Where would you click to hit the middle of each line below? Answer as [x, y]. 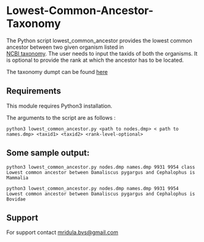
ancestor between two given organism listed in [65, 47]
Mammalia [17, 178]
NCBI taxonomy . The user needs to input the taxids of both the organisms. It [102, 53]
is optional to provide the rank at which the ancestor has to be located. [95, 60]
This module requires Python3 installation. [59, 106]
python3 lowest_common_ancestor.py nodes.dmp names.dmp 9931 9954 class [101, 167]
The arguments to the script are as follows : [61, 117]
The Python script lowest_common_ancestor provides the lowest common [99, 40]
